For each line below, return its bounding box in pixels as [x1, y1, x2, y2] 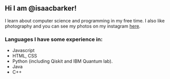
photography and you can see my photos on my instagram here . [5, 23, 141, 29]
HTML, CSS [12, 53, 37, 59]
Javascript [12, 47, 35, 54]
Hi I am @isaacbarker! [5, 4, 77, 13]
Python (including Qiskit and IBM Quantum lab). [12, 58, 113, 64]
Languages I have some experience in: [5, 36, 103, 43]
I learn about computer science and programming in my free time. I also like [5, 17, 165, 23]
